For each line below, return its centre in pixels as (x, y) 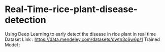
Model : (13, 44)
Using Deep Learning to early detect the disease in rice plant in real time (80, 34)
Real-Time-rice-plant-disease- (71, 9)
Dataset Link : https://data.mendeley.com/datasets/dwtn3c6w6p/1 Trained (82, 39)
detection (25, 20)
